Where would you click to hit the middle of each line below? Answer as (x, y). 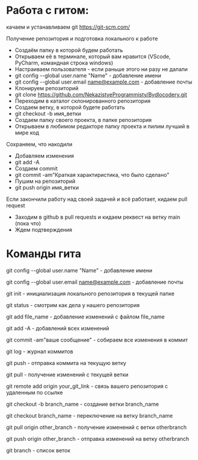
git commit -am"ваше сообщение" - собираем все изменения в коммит (97, 340)
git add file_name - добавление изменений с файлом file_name (86, 317)
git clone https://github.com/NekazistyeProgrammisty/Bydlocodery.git (101, 94)
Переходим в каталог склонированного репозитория (83, 101)
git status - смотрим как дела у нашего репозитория (73, 305)
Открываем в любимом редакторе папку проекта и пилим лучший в (102, 126)
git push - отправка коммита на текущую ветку (66, 363)
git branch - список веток (38, 450)
